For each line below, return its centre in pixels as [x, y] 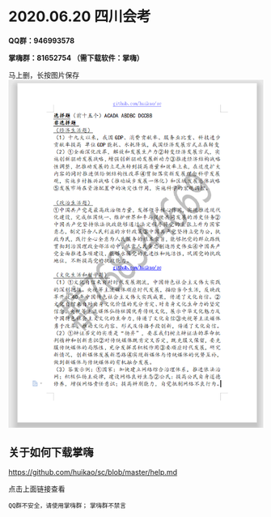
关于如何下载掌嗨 [51, 452]
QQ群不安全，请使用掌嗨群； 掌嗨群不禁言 [68, 506]
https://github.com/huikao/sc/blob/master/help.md [93, 472]
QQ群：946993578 [42, 41]
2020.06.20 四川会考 [80, 17]
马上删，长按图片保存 [44, 75]
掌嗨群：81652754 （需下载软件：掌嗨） [76, 58]
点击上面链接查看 [37, 489]
